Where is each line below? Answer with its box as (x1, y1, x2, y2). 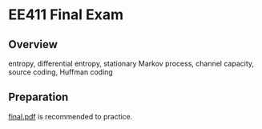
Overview (8, 38, 58, 51)
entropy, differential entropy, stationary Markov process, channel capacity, (8, 58, 255, 68)
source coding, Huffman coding (8, 67, 114, 77)
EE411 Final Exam (8, 6, 124, 24)
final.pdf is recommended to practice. (8, 111, 133, 121)
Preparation (8, 91, 69, 104)
